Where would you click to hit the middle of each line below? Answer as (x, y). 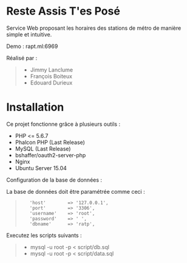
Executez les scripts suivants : (44, 235)
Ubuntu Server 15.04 (41, 168)
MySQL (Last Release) (43, 149)
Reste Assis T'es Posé (63, 11)
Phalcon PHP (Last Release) (50, 142)
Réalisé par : (22, 58)
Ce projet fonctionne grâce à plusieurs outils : (63, 124)
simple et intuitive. (29, 34)
